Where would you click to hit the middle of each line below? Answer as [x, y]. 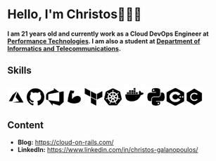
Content [26, 125]
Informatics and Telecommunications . [64, 48]
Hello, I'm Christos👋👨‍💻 [75, 14]
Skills [19, 70]
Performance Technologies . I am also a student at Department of [104, 41]
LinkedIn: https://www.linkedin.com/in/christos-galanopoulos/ [108, 149]
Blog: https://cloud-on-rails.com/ [65, 142]
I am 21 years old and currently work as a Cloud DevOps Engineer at [108, 34]
